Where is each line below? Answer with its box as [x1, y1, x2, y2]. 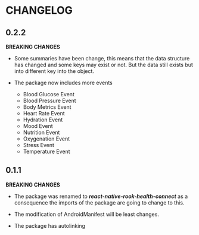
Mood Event [23, 123, 53, 129]
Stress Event [23, 142, 55, 148]
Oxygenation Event [23, 135, 70, 142]
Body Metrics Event [23, 103, 72, 111]
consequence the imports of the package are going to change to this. [14, 199, 185, 206]
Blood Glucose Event [23, 91, 75, 97]
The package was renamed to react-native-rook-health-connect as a [14, 193, 188, 200]
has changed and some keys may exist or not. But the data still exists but [14, 61, 193, 68]
